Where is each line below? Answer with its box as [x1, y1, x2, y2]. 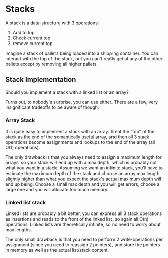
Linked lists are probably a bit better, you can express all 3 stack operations [5, 210, 162, 217]
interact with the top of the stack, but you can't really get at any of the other [5, 55, 163, 61]
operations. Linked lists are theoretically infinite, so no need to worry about [5, 221, 161, 228]
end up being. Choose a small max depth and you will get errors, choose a [5, 181, 160, 187]
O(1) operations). [5, 145, 40, 151]
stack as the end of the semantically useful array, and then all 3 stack [5, 134, 150, 140]
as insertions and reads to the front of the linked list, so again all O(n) [5, 216, 149, 222]
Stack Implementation [5, 75, 76, 84]
